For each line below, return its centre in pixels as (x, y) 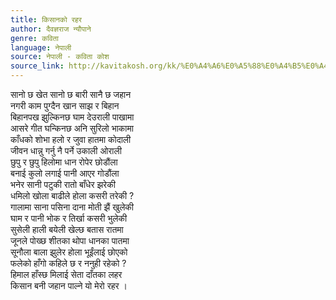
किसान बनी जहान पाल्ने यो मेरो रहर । (69, 285)
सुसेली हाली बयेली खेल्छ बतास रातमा (67, 229)
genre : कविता (34, 38)
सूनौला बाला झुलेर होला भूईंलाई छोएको (69, 252)
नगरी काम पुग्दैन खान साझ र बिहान (65, 105)
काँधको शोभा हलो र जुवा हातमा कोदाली (71, 139)
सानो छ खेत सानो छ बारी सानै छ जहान (71, 94)
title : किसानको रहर (46, 19)
